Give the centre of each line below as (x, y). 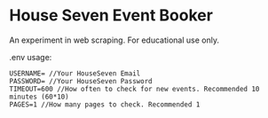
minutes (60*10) (39, 97)
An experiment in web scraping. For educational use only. (114, 40)
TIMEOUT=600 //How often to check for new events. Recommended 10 (134, 89)
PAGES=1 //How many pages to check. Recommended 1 (105, 104)
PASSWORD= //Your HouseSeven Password (81, 81)
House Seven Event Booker (111, 16)
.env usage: (31, 57)
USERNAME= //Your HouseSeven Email (75, 73)
